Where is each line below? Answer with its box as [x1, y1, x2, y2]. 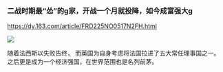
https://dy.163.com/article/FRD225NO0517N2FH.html [7, 22, 157, 30]
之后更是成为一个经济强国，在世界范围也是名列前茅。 [7, 58, 158, 66]
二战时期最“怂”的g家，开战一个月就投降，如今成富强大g [7, 5, 193, 15]
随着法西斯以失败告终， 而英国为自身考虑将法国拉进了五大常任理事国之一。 [7, 49, 220, 58]
